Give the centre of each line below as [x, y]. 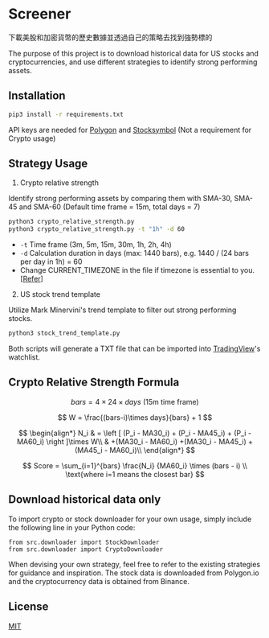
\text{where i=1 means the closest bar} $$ [135, 474]
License [29, 607]
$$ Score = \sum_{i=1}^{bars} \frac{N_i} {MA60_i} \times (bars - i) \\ [135, 465]
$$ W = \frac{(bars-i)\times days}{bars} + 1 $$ [135, 417]
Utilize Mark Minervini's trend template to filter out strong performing [122, 310]
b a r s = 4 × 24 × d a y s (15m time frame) [135, 401]
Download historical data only [85, 500]
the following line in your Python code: [72, 527]
